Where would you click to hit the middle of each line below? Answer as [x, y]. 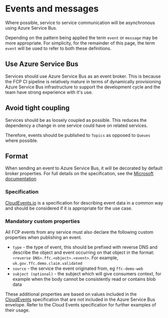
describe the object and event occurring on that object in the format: [83, 252]
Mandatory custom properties [43, 221]
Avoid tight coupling [37, 108]
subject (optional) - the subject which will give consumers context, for [87, 273]
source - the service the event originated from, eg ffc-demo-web [78, 268]
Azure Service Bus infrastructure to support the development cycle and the [83, 87]
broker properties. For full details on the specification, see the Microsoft [79, 174]
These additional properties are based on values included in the [71, 294]
